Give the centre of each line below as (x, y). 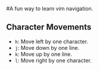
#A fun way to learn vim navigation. (50, 9)
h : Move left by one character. (51, 42)
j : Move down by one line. (47, 47)
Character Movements (49, 27)
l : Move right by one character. (53, 60)
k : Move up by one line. (44, 54)
